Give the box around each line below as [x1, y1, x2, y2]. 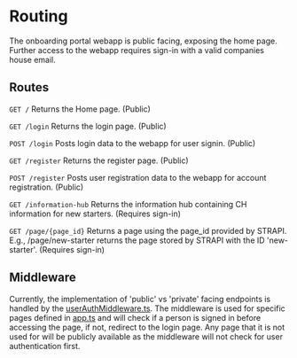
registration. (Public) [9, 182, 84, 192]
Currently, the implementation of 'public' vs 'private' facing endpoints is [9, 293, 271, 304]
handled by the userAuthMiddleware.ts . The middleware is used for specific [9, 303, 285, 314]
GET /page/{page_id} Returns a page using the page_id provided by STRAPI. [9, 225, 287, 236]
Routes [9, 80, 50, 95]
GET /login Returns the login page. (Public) [9, 121, 167, 131]
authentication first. [9, 340, 81, 351]
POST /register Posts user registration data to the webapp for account [9, 172, 267, 183]
